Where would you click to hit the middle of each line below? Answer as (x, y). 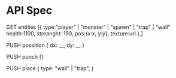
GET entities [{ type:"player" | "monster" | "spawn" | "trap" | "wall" (88, 27)
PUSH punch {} (25, 56)
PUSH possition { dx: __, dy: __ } (45, 45)
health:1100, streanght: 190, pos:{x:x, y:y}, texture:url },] (75, 33)
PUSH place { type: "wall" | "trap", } (50, 68)
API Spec (29, 10)
